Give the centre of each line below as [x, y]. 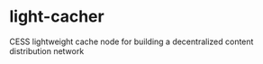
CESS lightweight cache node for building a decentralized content [131, 41]
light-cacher [57, 17]
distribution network [47, 50]
